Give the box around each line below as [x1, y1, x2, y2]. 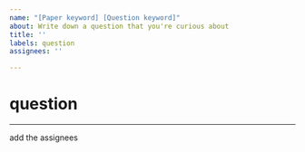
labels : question [9, 38, 75, 48]
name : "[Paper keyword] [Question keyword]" [9, 13, 181, 23]
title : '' [9, 30, 47, 39]
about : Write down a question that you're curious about [9, 22, 230, 31]
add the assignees [9, 132, 79, 143]
